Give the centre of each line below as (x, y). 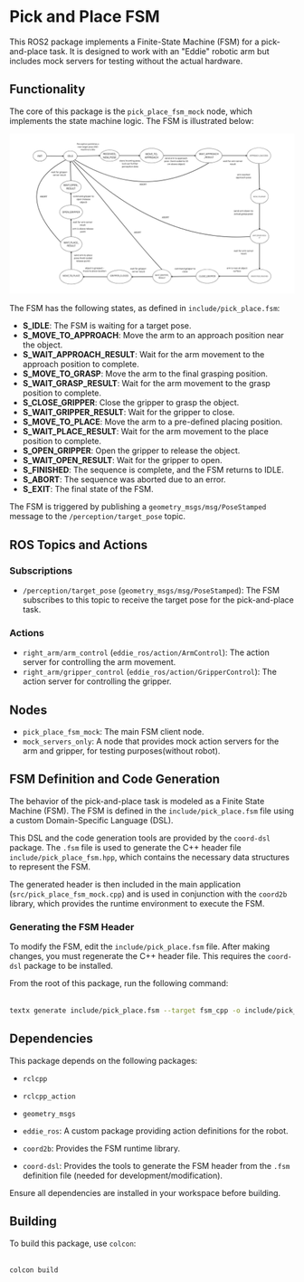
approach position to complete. (81, 365)
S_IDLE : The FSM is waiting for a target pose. (107, 326)
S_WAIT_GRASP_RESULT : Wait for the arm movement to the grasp (147, 384)
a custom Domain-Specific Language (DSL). (91, 820)
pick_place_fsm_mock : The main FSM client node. (113, 732)
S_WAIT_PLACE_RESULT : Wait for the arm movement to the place (145, 432)
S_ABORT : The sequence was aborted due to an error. (124, 480)
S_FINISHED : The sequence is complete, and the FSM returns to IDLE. (153, 470)
